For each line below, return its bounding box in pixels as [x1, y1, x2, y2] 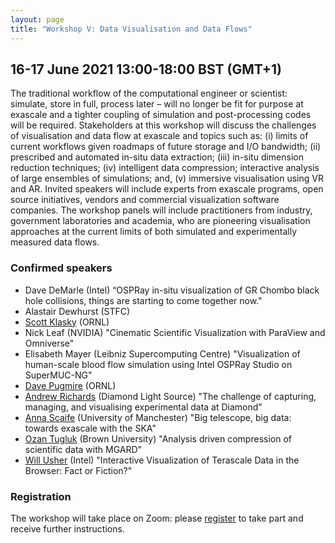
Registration [10, 489, 72, 503]
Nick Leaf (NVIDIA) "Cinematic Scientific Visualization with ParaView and [24, 326, 326, 338]
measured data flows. [10, 236, 100, 248]
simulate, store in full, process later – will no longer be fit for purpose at [10, 98, 304, 110]
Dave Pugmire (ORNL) [24, 379, 117, 391]
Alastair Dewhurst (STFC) [24, 305, 131, 317]
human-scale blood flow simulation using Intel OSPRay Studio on [24, 358, 293, 370]
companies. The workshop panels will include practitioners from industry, [10, 204, 313, 216]
